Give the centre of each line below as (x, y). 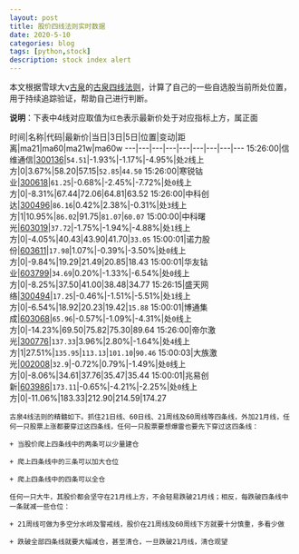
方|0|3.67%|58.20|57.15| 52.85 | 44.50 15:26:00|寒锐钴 (106, 171)
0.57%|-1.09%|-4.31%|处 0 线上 (135, 318)
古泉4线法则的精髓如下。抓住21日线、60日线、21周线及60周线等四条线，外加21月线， (146, 417)
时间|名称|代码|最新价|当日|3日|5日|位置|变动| (94, 137)
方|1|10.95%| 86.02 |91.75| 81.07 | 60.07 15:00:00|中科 (104, 216)
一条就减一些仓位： (40, 507)
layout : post (34, 18)
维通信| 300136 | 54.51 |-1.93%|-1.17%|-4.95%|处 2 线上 (107, 159)
